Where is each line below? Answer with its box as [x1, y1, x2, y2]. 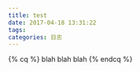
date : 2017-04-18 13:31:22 [8, 19, 97, 27]
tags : [8, 26, 26, 34]
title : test [8, 11, 47, 20]
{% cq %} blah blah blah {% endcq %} [8, 55, 133, 64]
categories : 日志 [8, 33, 63, 41]
